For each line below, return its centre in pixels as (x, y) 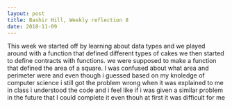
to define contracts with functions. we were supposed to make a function (112, 61)
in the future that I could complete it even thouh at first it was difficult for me (116, 98)
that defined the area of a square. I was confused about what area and (108, 68)
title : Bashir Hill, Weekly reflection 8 (68, 20)
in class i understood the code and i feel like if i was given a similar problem (115, 90)
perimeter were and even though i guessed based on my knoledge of (106, 75)
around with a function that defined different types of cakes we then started (116, 53)
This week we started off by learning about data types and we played (106, 46)
